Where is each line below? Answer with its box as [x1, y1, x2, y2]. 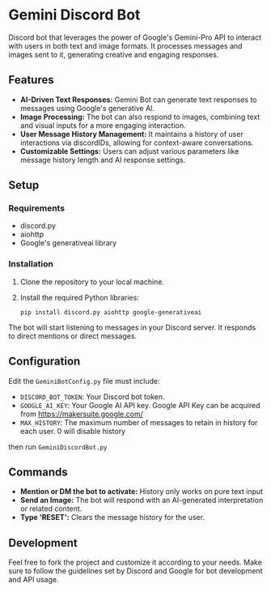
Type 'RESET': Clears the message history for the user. [19, 513, 205, 522]
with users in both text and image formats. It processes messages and [8, 40, 243, 50]
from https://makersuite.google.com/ [19, 409, 144, 419]
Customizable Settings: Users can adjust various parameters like [19, 146, 239, 155]
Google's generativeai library [19, 238, 117, 248]
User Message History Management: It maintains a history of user [19, 129, 244, 138]
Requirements [8, 202, 66, 214]
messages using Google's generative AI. [19, 103, 155, 113]
